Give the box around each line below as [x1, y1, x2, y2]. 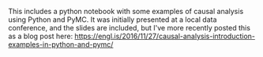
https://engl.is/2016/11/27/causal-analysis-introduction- [74, 31, 255, 41]
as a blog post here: [8, 31, 73, 41]
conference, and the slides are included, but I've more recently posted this [8, 23, 251, 32]
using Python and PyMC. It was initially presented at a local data [8, 15, 217, 24]
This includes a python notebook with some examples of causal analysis [8, 7, 244, 16]
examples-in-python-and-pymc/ [8, 40, 114, 49]
